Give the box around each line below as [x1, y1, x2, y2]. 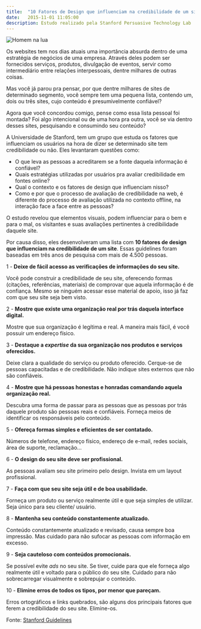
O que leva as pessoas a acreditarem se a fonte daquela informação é [14, 158, 188, 165]
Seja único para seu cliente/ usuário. [6, 503, 96, 510]
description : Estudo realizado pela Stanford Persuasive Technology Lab [6, 20, 191, 26]
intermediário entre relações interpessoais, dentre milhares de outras [6, 67, 176, 74]
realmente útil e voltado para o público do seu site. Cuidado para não [6, 569, 176, 576]
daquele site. [6, 227, 38, 234]
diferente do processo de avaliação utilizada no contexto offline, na [14, 196, 181, 204]
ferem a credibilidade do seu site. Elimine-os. [6, 605, 118, 612]
